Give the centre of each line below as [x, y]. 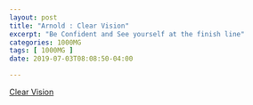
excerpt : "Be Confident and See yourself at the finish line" [127, 34]
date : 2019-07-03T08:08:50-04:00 [71, 59]
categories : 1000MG [45, 42]
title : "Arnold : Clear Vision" [69, 26]
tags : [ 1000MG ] [41, 51]
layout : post [33, 17]
